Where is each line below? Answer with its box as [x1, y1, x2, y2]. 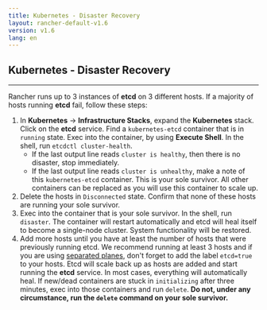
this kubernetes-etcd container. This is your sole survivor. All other [31, 175, 249, 184]
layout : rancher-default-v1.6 [8, 19, 109, 27]
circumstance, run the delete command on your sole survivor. [19, 293, 229, 303]
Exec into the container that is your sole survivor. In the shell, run [19, 208, 233, 219]
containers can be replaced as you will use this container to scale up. [31, 184, 258, 193]
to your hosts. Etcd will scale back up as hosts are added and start [19, 259, 238, 269]
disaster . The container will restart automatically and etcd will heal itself [19, 217, 257, 227]
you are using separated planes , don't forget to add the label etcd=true [19, 251, 253, 261]
